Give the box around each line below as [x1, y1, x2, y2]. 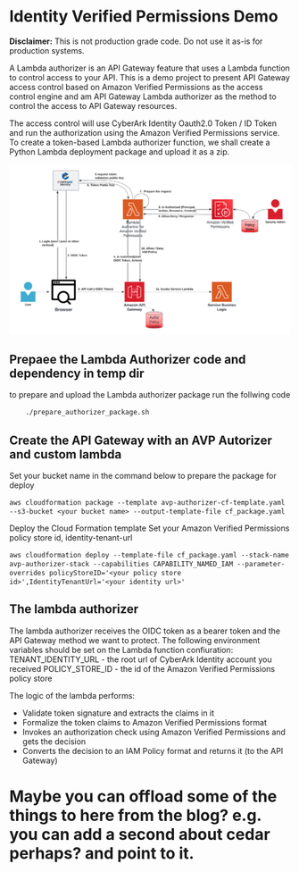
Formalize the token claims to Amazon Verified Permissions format [21, 717, 268, 727]
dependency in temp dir [9, 365, 145, 381]
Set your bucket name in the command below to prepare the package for [9, 471, 277, 482]
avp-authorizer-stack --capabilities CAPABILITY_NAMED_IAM [9, 560, 234, 569]
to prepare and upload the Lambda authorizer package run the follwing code [9, 390, 291, 400]
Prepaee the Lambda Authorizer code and [9, 351, 246, 367]
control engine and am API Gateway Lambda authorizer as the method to [9, 91, 277, 102]
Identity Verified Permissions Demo [9, 6, 278, 27]
